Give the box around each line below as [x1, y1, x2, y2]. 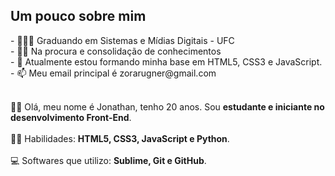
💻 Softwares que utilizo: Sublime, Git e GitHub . [10, 154, 207, 166]
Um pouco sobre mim [10, 8, 147, 25]
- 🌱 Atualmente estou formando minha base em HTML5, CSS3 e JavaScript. [10, 55, 323, 68]
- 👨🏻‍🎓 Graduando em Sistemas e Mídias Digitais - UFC [10, 34, 235, 46]
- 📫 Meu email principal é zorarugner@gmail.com [10, 67, 217, 79]
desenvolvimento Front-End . [10, 111, 132, 123]
